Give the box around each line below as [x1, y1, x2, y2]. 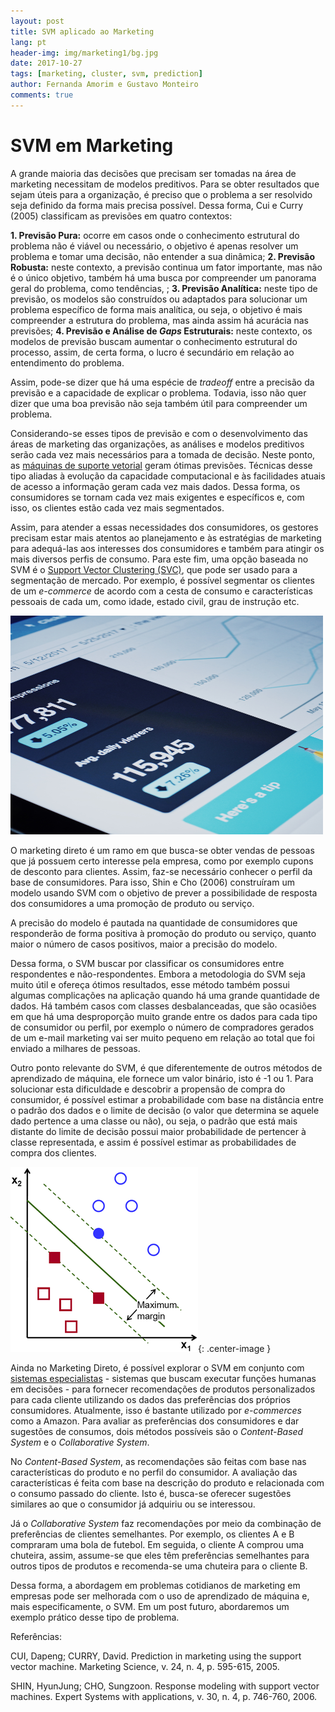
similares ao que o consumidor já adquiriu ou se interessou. [10, 1498, 256, 1510]
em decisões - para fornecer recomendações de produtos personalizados [10, 1383, 316, 1395]
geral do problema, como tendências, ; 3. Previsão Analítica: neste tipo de [10, 282, 318, 294]
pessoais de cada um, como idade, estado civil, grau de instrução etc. [10, 595, 300, 607]
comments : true [10, 90, 74, 100]
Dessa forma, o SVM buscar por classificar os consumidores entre [10, 957, 285, 969]
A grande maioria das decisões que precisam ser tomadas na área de [10, 167, 297, 179]
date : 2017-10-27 [10, 58, 83, 69]
